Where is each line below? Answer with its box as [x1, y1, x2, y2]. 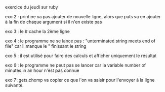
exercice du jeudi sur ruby [5, 4, 58, 10]
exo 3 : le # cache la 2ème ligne [5, 29, 70, 34]
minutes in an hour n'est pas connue [5, 67, 80, 73]
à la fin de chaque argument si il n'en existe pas [5, 19, 102, 25]
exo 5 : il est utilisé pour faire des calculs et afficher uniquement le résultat [5, 53, 157, 59]
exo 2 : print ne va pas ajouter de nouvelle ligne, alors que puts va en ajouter [5, 14, 161, 19]
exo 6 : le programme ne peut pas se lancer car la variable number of [5, 62, 146, 68]
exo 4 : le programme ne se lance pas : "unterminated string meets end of [5, 38, 156, 44]
